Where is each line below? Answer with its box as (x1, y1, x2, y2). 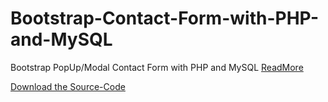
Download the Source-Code (10, 80, 126, 92)
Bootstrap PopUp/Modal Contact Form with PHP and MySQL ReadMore (10, 61, 304, 73)
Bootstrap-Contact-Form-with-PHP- (10, 7, 320, 30)
